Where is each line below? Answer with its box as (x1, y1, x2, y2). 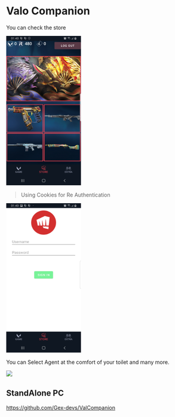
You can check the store (6, 24, 66, 31)
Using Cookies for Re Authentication (20, 191, 110, 198)
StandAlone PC (6, 388, 64, 398)
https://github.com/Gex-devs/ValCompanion (6, 404, 115, 411)
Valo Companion (6, 4, 91, 18)
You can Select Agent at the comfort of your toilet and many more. (6, 358, 170, 366)
